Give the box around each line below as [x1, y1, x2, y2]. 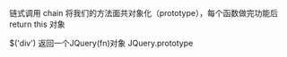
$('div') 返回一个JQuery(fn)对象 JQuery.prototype [9, 38, 194, 48]
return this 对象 [9, 19, 65, 29]
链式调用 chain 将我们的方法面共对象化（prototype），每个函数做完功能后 [9, 8, 278, 18]
